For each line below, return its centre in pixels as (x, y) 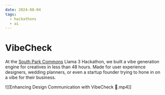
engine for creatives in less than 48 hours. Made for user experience (75, 67)
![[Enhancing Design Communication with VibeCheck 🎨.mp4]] (68, 87)
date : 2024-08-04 (23, 10)
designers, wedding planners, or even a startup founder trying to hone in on (83, 72)
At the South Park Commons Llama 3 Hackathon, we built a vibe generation (82, 62)
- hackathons (23, 19)
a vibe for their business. (31, 78)
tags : (11, 14)
